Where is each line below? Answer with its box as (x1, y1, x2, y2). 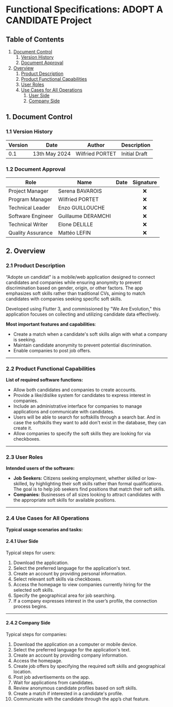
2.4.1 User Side (6, 538, 39, 545)
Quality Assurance (8, 229, 53, 236)
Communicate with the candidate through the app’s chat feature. (13, 696, 150, 702)
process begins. (13, 603, 48, 609)
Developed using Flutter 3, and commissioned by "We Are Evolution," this (6, 305, 161, 312)
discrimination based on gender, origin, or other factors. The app (6, 284, 143, 291)
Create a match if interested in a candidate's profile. (13, 690, 123, 696)
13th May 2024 (33, 150, 71, 157)
